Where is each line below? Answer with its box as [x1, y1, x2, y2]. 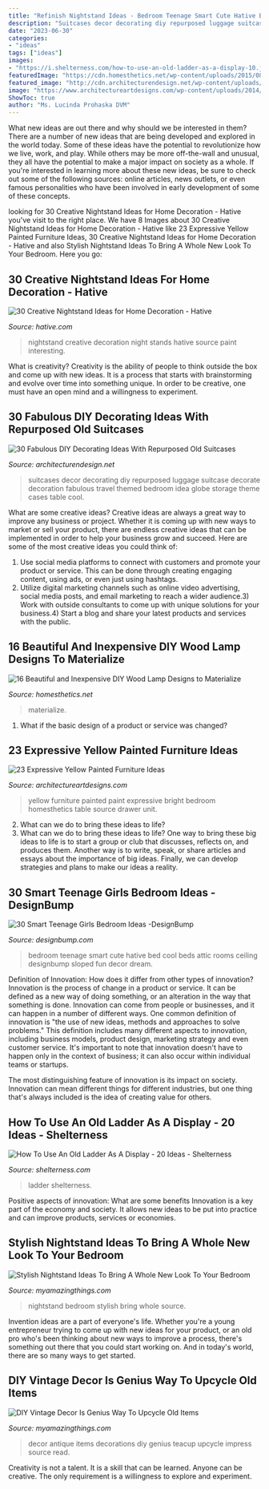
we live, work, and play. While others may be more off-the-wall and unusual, [8, 149, 260, 159]
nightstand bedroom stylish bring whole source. [27, 1301, 187, 1310]
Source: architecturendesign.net [8, 459, 115, 469]
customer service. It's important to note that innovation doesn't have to [8, 1043, 243, 1052]
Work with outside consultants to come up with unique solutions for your [19, 599, 260, 609]
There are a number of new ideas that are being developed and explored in [8, 131, 255, 141]
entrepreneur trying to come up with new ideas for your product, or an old [8, 1325, 252, 1334]
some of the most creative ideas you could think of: [8, 542, 179, 551]
